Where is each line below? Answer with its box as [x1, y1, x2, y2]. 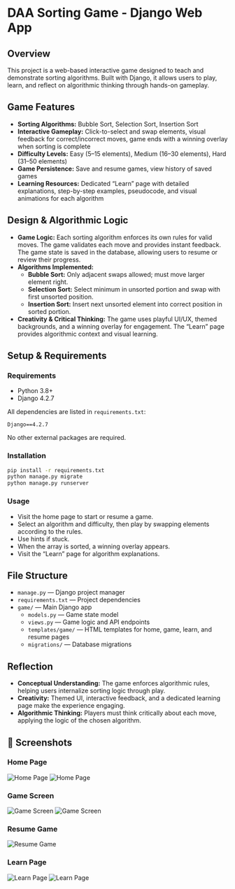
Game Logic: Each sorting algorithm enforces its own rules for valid [17, 233, 213, 241]
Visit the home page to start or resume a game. [17, 512, 154, 520]
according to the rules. [17, 527, 83, 536]
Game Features [7, 101, 76, 113]
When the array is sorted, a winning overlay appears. [17, 542, 170, 550]
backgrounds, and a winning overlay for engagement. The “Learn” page [17, 322, 225, 330]
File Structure [7, 569, 68, 581]
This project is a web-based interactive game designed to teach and [7, 66, 204, 74]
